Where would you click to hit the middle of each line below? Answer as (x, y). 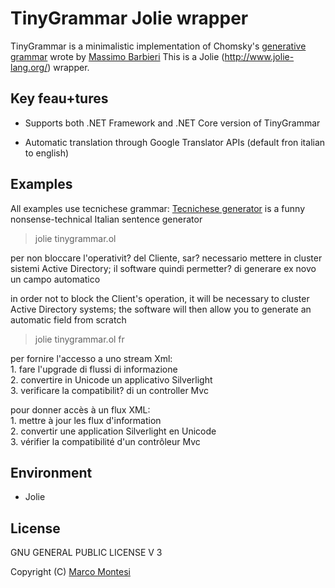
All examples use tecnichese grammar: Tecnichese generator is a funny (158, 208)
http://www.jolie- (259, 56)
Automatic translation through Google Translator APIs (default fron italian (175, 142)
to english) (47, 153)
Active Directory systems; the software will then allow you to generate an (161, 309)
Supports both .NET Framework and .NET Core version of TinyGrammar (172, 123)
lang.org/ (29, 67)
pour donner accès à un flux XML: (80, 409)
